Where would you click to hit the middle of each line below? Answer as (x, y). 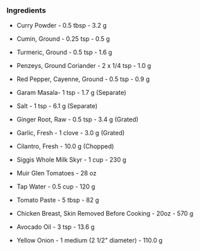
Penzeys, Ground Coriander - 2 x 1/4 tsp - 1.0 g (84, 66)
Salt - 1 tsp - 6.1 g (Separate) (57, 106)
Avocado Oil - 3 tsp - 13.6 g (55, 227)
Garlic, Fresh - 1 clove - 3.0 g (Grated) (71, 133)
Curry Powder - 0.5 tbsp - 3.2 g (62, 26)
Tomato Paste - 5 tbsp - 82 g (58, 200)
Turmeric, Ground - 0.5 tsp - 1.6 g (64, 52)
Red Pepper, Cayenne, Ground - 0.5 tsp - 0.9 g (83, 79)
